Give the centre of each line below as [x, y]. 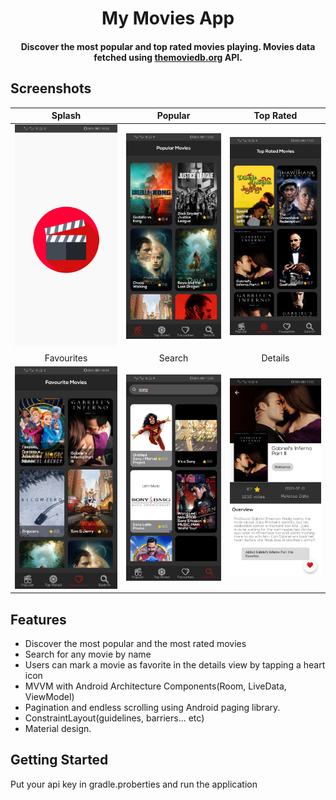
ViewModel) [49, 697]
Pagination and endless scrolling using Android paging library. [152, 708]
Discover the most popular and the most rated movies [135, 644]
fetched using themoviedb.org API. [168, 57]
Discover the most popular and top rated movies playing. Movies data [168, 46]
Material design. [58, 729]
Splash [66, 116]
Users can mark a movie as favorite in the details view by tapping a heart [175, 665]
